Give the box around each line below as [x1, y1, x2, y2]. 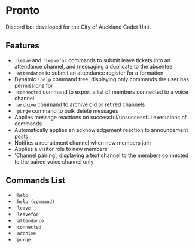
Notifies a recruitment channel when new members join [14, 139, 151, 146]
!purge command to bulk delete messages [14, 107, 118, 114]
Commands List [5, 176, 65, 186]
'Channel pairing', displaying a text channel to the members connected [14, 152, 189, 159]
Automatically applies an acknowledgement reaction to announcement [14, 126, 188, 133]
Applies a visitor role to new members [14, 145, 108, 152]
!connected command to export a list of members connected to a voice [14, 88, 189, 96]
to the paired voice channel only [14, 158, 94, 165]
